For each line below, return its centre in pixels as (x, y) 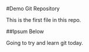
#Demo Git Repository (33, 9)
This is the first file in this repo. (44, 20)
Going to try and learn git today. (45, 43)
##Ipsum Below (25, 31)
